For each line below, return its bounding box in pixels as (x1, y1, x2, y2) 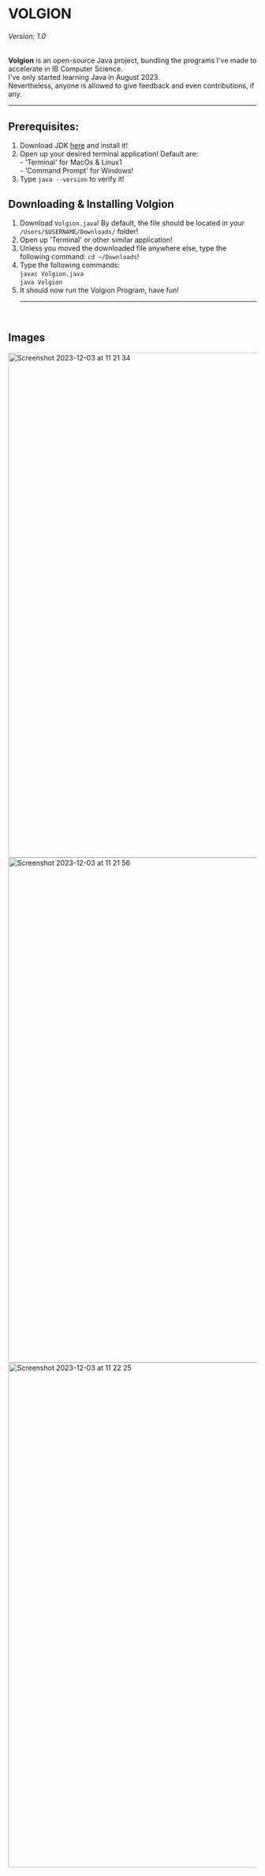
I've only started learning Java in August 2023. (8, 73, 160, 82)
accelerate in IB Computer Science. (8, 64, 124, 74)
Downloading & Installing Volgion (8, 197, 174, 210)
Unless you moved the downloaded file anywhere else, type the (19, 243, 227, 253)
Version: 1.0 (8, 31, 46, 40)
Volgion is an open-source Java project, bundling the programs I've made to (8, 56, 257, 66)
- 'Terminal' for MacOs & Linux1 (19, 157, 122, 167)
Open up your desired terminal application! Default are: (19, 149, 199, 159)
